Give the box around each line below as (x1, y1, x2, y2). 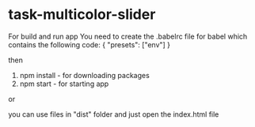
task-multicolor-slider (8, 6, 156, 24)
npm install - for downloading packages (19, 70, 150, 80)
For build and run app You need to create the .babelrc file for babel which (8, 32, 248, 41)
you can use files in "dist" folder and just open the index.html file (8, 109, 219, 119)
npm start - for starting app (19, 79, 109, 88)
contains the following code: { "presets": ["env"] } (8, 39, 171, 49)
